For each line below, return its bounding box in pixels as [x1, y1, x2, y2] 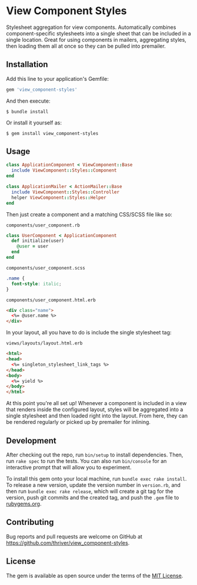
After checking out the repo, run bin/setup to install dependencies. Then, [6, 451, 183, 458]
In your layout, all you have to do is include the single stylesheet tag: [6, 329, 172, 336]
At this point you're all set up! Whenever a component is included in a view [6, 400, 187, 407]
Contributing [6, 517, 54, 527]
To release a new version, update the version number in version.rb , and [6, 482, 181, 488]
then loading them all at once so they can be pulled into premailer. [6, 42, 166, 50]
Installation [6, 60, 48, 70]
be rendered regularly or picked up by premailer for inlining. [6, 419, 151, 426]
